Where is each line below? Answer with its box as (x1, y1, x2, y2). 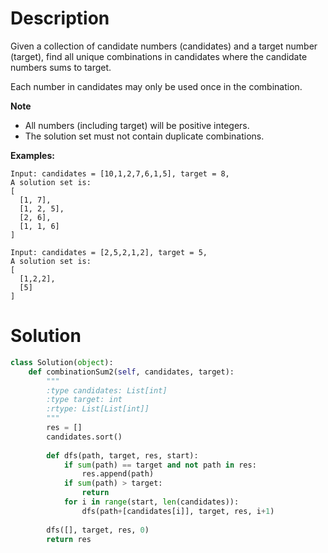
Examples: (10, 149, 55, 161)
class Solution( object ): (10, 357, 114, 367)
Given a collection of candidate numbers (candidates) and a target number (10, 40, 318, 52)
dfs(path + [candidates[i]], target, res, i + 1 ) (81, 506, 275, 516)
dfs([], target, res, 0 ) (46, 525, 150, 535)
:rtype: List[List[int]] (46, 404, 150, 414)
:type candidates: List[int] (46, 385, 168, 396)
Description (10, 7, 110, 30)
